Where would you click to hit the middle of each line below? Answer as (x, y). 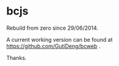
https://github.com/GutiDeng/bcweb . (53, 46)
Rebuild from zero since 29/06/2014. (52, 28)
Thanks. (16, 58)
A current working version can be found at (60, 39)
